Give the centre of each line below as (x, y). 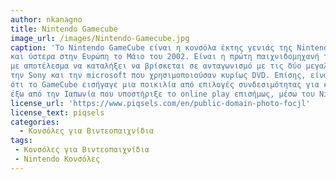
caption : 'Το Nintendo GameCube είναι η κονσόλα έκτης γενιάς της (151, 47)
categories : (35, 122)
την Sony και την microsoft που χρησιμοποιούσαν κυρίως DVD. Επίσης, (158, 76)
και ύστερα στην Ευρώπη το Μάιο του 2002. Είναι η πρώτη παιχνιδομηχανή (165, 57)
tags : (21, 141)
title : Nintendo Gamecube (64, 29)
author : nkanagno (46, 19)
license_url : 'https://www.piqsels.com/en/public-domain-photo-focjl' (160, 103)
